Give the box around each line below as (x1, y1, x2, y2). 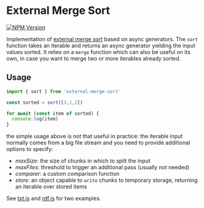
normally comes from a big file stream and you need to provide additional (6, 139, 191, 146)
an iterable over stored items (15, 183, 87, 190)
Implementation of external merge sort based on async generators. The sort (6, 35, 199, 42)
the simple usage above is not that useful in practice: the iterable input (6, 133, 183, 140)
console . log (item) (12, 116, 59, 122)
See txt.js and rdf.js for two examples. (6, 195, 102, 202)
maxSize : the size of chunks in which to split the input (15, 157, 150, 164)
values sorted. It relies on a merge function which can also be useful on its (6, 48, 191, 55)
